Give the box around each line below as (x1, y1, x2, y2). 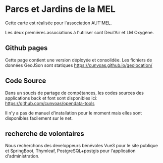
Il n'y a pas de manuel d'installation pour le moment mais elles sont (5, 110, 142, 116)
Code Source (5, 77, 46, 85)
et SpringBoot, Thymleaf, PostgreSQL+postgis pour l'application (5, 148, 136, 154)
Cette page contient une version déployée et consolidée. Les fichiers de (5, 57, 153, 63)
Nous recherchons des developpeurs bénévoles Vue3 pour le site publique (5, 143, 158, 149)
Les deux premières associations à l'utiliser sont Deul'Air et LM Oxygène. (5, 29, 154, 35)
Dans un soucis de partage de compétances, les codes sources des (5, 90, 144, 96)
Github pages (5, 44, 48, 53)
